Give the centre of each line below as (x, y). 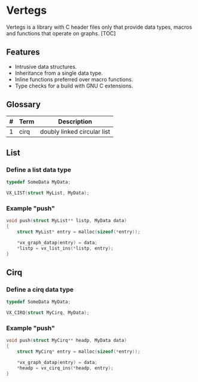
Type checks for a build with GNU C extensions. (74, 86)
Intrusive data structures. (46, 66)
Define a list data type (39, 169)
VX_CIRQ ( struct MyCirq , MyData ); (48, 313)
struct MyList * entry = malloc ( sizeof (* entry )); (79, 232)
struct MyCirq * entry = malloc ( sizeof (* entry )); (79, 352)
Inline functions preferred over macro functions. (74, 79)
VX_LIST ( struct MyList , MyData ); (48, 193)
